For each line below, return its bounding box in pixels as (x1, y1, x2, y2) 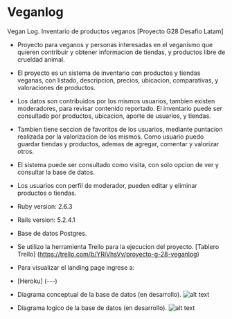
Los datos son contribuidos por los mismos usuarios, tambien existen (17, 96, 215, 105)
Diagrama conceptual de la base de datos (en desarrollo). (17, 290, 181, 298)
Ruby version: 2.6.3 (17, 202, 73, 210)
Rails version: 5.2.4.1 (17, 216, 75, 224)
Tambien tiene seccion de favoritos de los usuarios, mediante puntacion (17, 125, 223, 133)
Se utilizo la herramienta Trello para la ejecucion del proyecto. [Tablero (17, 242, 220, 250)
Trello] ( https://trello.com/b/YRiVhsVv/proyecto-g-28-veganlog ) (17, 250, 199, 258)
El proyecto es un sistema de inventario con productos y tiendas (17, 69, 201, 77)
